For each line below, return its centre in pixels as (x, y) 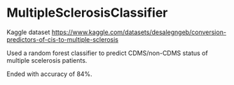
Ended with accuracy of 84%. (49, 74)
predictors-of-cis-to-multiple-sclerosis (63, 39)
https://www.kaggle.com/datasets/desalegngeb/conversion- (139, 32)
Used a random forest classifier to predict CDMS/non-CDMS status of (107, 53)
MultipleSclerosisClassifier (87, 13)
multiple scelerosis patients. (47, 60)
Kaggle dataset (28, 32)
